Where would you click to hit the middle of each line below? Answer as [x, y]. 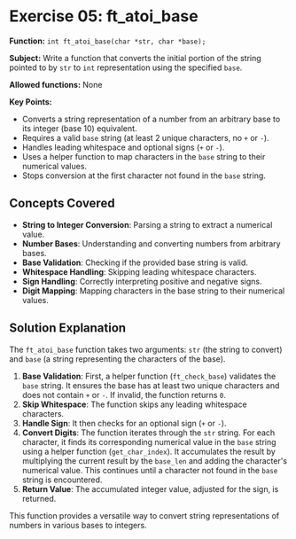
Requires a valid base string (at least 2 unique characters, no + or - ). [145, 137]
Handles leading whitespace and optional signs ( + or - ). [123, 147]
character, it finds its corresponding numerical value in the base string [149, 441]
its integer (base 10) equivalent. [79, 128]
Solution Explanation [68, 328]
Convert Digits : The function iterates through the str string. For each [148, 433]
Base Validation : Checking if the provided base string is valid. [135, 262]
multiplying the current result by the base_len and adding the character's [155, 461]
